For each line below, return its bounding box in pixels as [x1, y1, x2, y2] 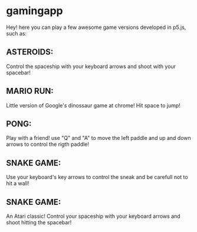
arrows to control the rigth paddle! [6, 140, 90, 148]
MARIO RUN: [6, 86, 54, 96]
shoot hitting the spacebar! [6, 219, 72, 226]
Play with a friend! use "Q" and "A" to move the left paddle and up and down [6, 135, 192, 142]
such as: [6, 30, 27, 37]
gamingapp [6, 4, 63, 18]
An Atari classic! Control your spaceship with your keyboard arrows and [6, 213, 181, 220]
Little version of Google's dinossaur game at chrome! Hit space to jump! [6, 102, 181, 109]
